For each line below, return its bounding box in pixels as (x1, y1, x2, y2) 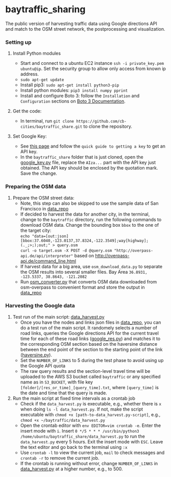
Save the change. (20, 170, 58, 177)
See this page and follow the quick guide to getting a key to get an (20, 143, 166, 149)
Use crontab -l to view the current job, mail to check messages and (20, 449, 165, 456)
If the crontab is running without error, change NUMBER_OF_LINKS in (20, 460, 158, 466)
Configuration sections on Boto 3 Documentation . (20, 98, 126, 104)
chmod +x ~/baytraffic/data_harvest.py (20, 418, 106, 423)
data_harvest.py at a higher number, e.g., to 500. (20, 466, 124, 472)
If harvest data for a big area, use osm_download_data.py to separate (20, 263, 162, 269)
